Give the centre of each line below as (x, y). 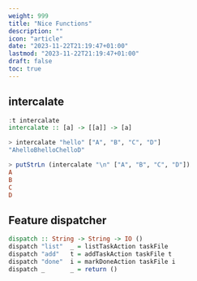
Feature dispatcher (58, 220)
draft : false (30, 62)
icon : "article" (36, 39)
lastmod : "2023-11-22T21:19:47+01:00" (74, 54)
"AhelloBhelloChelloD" (47, 150)
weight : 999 (28, 16)
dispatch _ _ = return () (63, 269)
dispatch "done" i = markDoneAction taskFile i (92, 262)
